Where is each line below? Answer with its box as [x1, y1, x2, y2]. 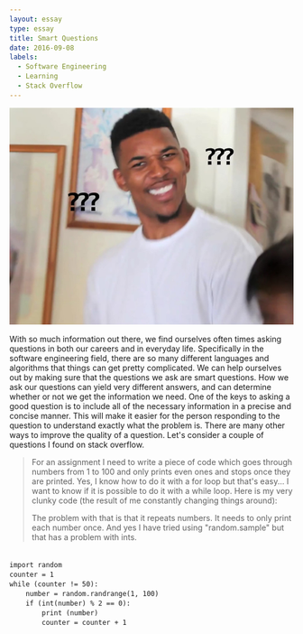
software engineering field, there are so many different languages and [9, 353, 270, 364]
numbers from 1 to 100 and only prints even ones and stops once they [31, 466, 291, 478]
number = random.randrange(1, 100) [25, 590, 160, 599]
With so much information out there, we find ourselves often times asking [9, 334, 282, 345]
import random [9, 561, 63, 570]
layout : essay [9, 14, 63, 23]
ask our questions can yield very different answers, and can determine [9, 382, 272, 393]
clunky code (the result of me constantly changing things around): [31, 495, 278, 506]
